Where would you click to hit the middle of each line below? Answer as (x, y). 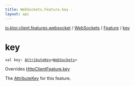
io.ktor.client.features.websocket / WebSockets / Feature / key (67, 28)
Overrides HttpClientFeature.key (38, 69)
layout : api (17, 14)
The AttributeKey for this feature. (38, 78)
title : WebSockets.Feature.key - (39, 9)
